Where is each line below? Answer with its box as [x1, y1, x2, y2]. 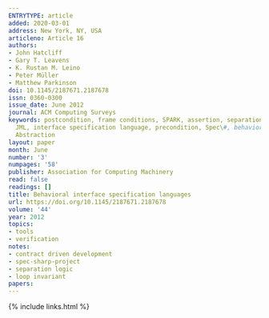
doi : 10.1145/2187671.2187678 [8, 86, 110, 95]
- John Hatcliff [8, 49, 62, 57]
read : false [8, 175, 48, 184]
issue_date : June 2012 [8, 101, 84, 109]
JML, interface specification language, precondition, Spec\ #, [15, 123, 231, 131]
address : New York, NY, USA [8, 26, 102, 34]
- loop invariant [8, 272, 66, 280]
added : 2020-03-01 [8, 19, 70, 27]
